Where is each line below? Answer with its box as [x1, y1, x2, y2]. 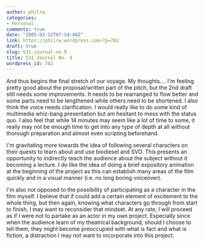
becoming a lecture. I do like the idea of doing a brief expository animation [6, 161, 194, 168]
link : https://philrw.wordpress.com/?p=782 [6, 37, 119, 44]
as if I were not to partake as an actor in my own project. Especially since [6, 212, 191, 219]
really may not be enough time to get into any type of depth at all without [6, 123, 190, 130]
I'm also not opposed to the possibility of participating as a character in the [6, 185, 196, 193]
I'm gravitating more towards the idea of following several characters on [6, 141, 188, 149]
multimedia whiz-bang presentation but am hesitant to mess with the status [6, 110, 197, 117]
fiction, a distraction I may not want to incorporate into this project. [6, 231, 175, 239]
